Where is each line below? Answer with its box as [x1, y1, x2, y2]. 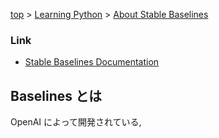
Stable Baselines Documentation [24, 56, 160, 68]
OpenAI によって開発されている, [10, 116, 142, 128]
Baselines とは [10, 87, 103, 104]
